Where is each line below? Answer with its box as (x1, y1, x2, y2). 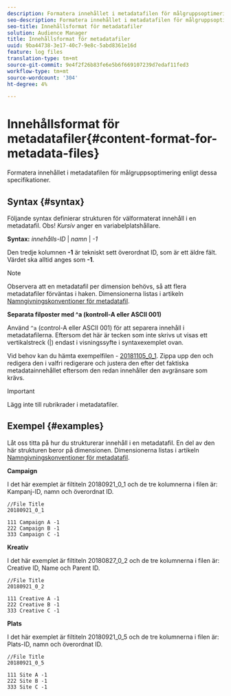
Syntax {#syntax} (7, 196, 85, 208)
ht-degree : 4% (7, 81, 48, 88)
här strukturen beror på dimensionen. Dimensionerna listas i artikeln (7, 446, 199, 454)
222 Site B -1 (7, 677, 48, 684)
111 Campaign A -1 (7, 519, 60, 526)
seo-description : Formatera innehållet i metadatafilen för (7, 17, 184, 23)
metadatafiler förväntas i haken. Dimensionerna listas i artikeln (7, 290, 184, 297)
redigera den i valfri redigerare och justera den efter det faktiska (7, 359, 189, 367)
